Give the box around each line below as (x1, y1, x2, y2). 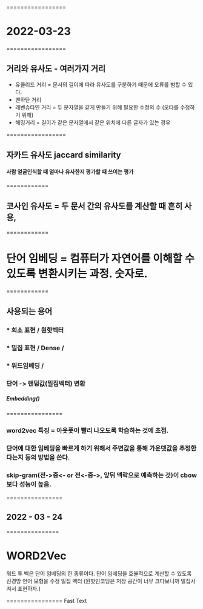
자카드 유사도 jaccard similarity (6, 150, 121, 161)
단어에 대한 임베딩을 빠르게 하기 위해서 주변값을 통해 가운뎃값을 (6, 444, 178, 452)
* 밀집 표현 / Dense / (6, 344, 65, 352)
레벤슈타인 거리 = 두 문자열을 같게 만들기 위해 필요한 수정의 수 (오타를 (15, 104, 179, 111)
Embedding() (6, 394, 40, 402)
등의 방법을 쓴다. (25, 453, 70, 461)
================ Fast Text (6, 597, 87, 605)
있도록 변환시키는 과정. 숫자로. (6, 267, 148, 281)
